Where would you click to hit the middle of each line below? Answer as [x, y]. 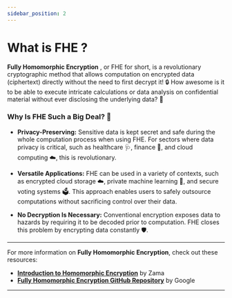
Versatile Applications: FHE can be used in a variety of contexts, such [118, 173]
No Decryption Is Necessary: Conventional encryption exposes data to [119, 215]
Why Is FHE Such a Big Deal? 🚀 [59, 117]
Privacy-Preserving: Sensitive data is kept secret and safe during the [116, 132]
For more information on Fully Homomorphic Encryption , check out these [113, 252]
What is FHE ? [48, 47]
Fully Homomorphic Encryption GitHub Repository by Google [106, 280]
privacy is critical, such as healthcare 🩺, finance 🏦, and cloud [105, 147]
